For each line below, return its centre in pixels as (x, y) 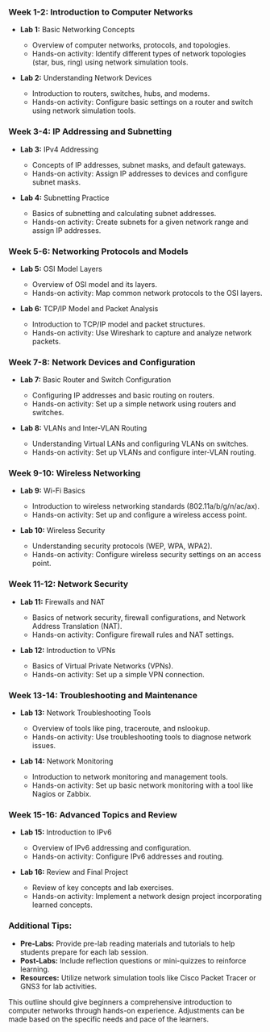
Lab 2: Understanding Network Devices (86, 78)
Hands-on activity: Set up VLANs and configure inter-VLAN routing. (144, 452)
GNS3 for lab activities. (58, 986)
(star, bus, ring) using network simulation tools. (110, 62)
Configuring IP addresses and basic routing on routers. (123, 395)
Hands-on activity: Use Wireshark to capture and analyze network (142, 332)
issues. (44, 746)
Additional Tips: (40, 926)
